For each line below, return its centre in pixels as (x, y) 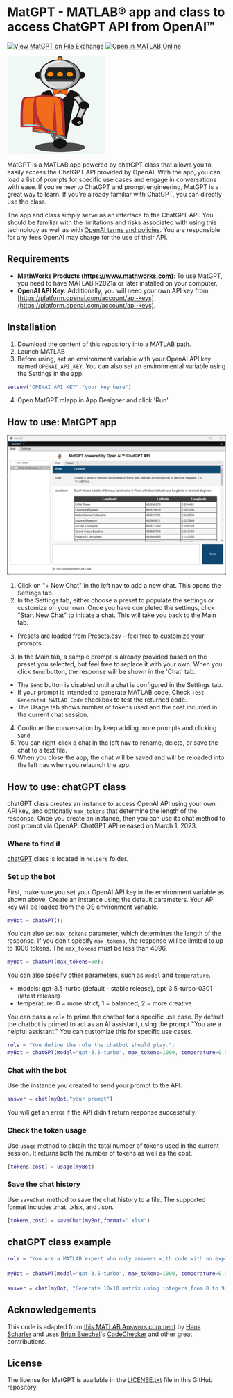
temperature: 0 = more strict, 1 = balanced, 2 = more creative (104, 1003)
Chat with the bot (37, 1070)
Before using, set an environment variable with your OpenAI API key (114, 359)
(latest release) (38, 996)
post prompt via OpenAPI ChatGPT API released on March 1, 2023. (102, 825)
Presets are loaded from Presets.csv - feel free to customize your (111, 636)
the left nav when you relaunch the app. (74, 765)
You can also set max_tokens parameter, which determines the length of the (114, 934)
